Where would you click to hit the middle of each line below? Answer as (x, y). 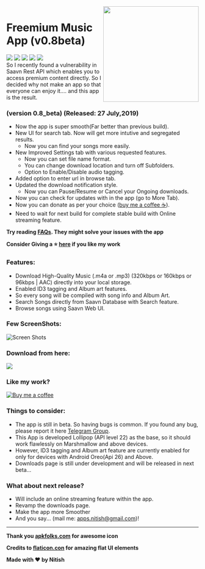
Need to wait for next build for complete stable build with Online (95, 214)
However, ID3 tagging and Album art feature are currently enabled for (103, 450)
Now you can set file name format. (68, 159)
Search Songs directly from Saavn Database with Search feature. (97, 301)
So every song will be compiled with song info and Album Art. (93, 295)
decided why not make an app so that (54, 84)
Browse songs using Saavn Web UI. (60, 308)
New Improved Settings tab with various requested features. (91, 153)
